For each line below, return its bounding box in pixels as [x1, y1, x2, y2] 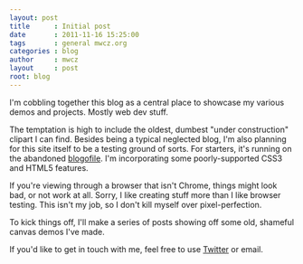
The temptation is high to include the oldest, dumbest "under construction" [9, 124, 289, 135]
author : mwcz [9, 55, 79, 64]
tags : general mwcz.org [9, 38, 128, 48]
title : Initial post [9, 22, 111, 31]
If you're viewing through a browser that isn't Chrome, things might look [9, 180, 278, 191]
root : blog [9, 72, 51, 81]
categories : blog [9, 47, 79, 56]
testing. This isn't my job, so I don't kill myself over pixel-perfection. [9, 199, 262, 210]
